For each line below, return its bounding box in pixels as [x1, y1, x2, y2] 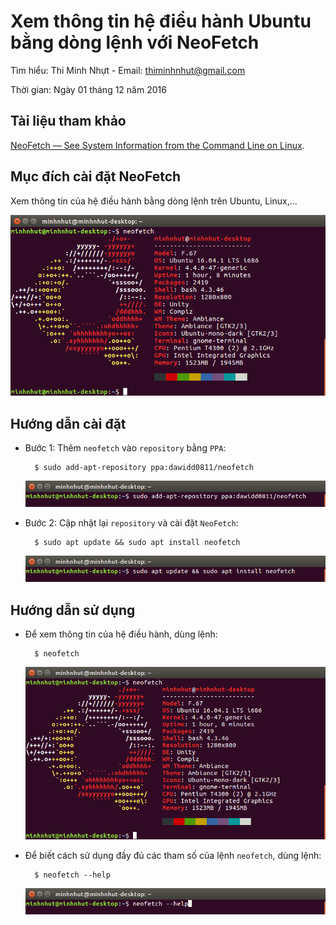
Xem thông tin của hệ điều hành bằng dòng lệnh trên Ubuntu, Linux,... [10, 195, 298, 207]
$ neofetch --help [34, 870, 111, 880]
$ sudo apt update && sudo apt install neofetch [34, 538, 241, 548]
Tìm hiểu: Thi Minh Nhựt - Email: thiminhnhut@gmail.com [10, 64, 246, 76]
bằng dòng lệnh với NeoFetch [10, 31, 260, 54]
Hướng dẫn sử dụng [10, 601, 136, 619]
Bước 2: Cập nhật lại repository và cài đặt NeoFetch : [24, 517, 239, 529]
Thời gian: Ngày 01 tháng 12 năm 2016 [10, 83, 167, 95]
